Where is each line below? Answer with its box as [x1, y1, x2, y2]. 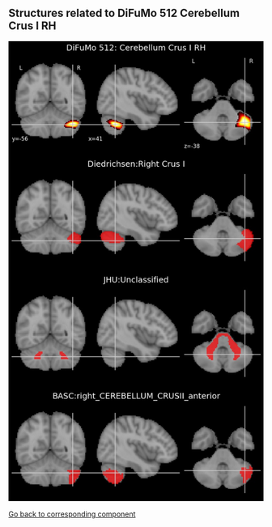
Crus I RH [8, 19, 57, 33]
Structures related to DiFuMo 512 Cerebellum [8, 6, 240, 20]
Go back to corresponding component [8, 509, 136, 519]
